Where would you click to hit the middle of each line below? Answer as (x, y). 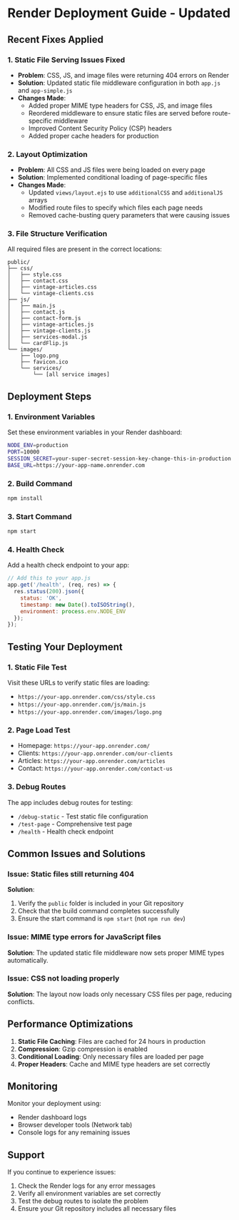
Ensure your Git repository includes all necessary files (97, 1209)
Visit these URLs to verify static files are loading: (78, 682)
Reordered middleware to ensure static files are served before (119, 113)
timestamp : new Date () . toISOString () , (78, 605)
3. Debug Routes (37, 787)
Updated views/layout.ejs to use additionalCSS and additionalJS (126, 193)
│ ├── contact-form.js (44, 319)
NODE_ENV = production (38, 446)
